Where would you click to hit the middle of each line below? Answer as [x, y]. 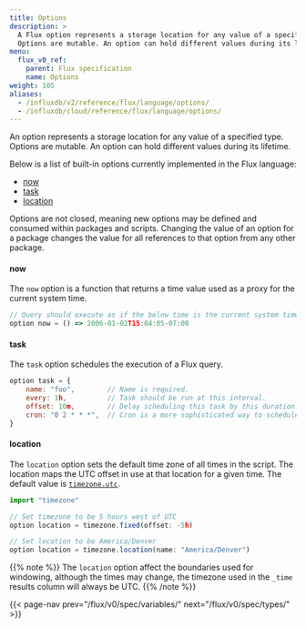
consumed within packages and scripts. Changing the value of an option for [152, 228]
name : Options [52, 77]
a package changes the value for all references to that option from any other [153, 238]
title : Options [38, 18]
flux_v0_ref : [42, 60]
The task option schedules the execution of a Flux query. [116, 364]
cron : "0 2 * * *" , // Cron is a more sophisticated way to [144, 415]
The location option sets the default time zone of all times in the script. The [152, 464]
